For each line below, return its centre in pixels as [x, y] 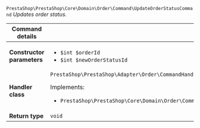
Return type [26, 116]
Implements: [68, 87]
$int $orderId [80, 52]
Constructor [27, 52]
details [27, 36]
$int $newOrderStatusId [94, 60]
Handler [21, 87]
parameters [26, 60]
